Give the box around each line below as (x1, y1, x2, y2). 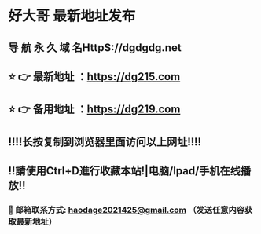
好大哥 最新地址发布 (8, 7, 136, 25)
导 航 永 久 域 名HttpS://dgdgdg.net (8, 41, 182, 54)
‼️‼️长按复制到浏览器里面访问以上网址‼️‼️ (8, 135, 202, 148)
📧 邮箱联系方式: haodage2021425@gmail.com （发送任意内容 (8, 205, 245, 216)
